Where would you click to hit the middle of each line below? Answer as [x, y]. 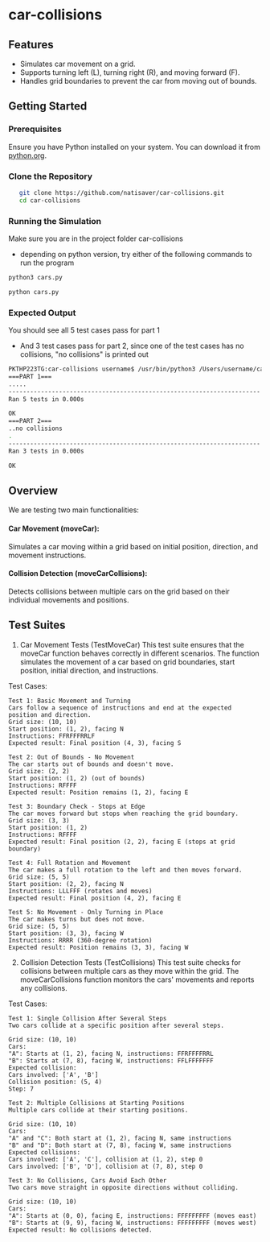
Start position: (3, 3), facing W [66, 933]
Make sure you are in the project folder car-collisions [96, 238]
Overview [33, 490]
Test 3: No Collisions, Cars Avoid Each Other [88, 1180]
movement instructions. [47, 555]
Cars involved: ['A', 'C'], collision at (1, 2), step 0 [106, 1159]
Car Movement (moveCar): [54, 528]
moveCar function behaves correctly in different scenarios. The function [139, 653]
